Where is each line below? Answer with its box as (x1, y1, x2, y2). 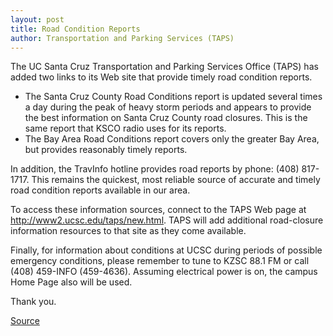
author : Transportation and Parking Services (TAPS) (10, 33, 235, 43)
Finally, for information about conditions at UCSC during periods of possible (10, 244, 323, 256)
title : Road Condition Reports (10, 24, 141, 34)
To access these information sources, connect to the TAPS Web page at (10, 204, 307, 216)
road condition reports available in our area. (10, 184, 191, 196)
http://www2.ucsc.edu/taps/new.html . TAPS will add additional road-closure (10, 214, 324, 226)
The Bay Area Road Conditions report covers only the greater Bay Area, (24, 133, 320, 145)
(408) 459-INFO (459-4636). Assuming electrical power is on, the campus (10, 266, 318, 278)
